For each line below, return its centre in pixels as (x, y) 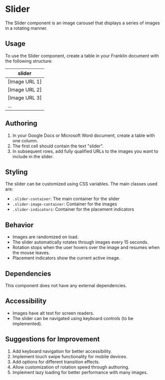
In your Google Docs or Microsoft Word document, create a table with (83, 135)
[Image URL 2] (25, 89)
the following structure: (29, 61)
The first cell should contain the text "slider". (58, 146)
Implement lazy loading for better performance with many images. (80, 372)
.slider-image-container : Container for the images (65, 204)
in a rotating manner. (26, 28)
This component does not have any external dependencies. (66, 285)
